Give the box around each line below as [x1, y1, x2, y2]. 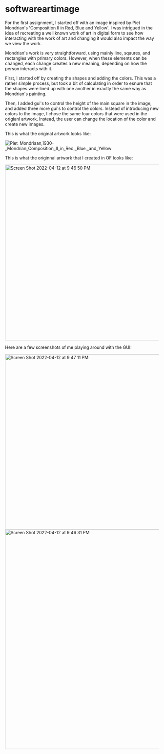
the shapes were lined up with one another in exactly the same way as [5, 85, 146, 91]
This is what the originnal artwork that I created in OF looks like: [5, 155, 133, 160]
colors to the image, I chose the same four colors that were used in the [5, 110, 147, 116]
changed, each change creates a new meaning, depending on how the [5, 60, 147, 66]
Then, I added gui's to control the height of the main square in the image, [5, 100, 152, 106]
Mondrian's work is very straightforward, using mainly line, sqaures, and [5, 50, 150, 56]
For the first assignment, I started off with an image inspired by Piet [5, 20, 141, 26]
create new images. [5, 121, 45, 127]
